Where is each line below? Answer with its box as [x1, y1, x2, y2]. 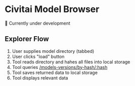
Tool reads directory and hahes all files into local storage [12, 59, 130, 65]
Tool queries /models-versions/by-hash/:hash [12, 64, 108, 70]
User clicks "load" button [12, 53, 65, 59]
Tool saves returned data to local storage [12, 69, 98, 75]
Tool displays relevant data [12, 74, 68, 81]
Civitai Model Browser [5, 4, 100, 15]
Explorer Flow [5, 35, 49, 43]
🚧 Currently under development [5, 20, 70, 26]
